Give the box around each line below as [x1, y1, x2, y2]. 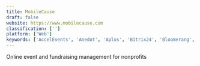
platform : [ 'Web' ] [6, 31, 52, 37]
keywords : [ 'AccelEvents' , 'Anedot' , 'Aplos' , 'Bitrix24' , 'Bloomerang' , [6, 37, 195, 43]
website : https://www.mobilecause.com [6, 20, 103, 26]
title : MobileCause [6, 8, 55, 15]
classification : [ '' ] [6, 25, 61, 32]
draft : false [6, 14, 39, 20]
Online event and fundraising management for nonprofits [6, 53, 147, 60]
